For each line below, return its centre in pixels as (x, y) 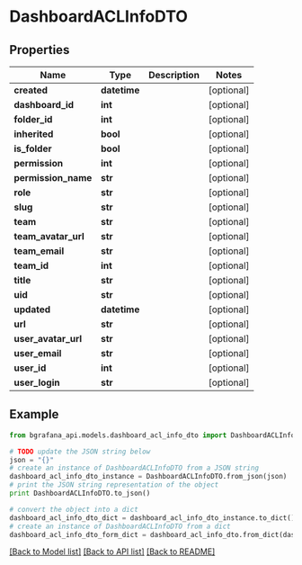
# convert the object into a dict (74, 509)
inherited (34, 134)
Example (34, 414)
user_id (30, 368)
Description (174, 75)
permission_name (53, 178)
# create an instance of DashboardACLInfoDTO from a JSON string (134, 468)
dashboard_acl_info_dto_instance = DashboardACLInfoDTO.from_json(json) (148, 477)
